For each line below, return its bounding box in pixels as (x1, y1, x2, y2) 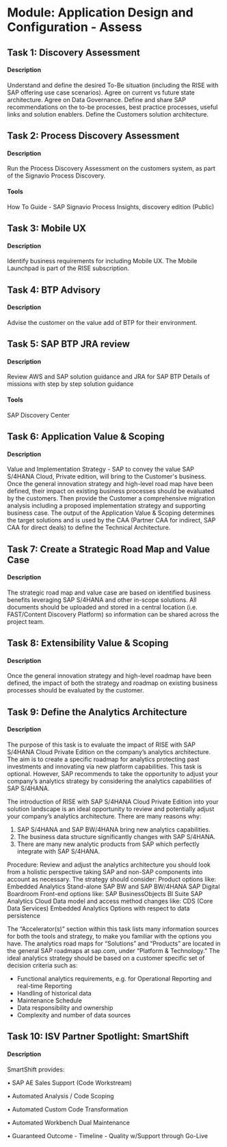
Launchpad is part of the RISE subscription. (7, 264, 130, 272)
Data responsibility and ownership (16, 1003, 113, 1012)
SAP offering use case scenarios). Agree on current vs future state (7, 88, 195, 97)
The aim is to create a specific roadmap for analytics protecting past (7, 755, 200, 763)
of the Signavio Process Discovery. (7, 171, 106, 180)
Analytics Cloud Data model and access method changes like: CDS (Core (7, 897, 213, 905)
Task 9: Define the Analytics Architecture (7, 706, 187, 718)
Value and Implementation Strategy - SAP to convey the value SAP (7, 465, 195, 474)
